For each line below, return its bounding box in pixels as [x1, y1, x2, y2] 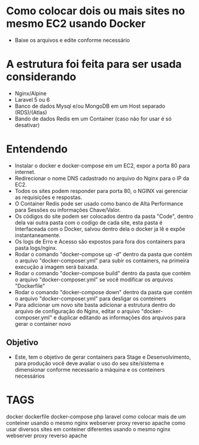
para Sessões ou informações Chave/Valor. [14, 206, 121, 213]
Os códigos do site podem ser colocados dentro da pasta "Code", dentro [14, 213, 194, 220]
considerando [6, 70, 77, 84]
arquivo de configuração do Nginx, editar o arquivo [14, 307, 140, 315]
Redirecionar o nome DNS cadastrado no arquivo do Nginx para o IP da [14, 175, 189, 182]
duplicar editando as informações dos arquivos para [58, 314, 186, 321]
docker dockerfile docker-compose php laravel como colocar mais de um [6, 413, 186, 420]
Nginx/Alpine [14, 89, 47, 97]
